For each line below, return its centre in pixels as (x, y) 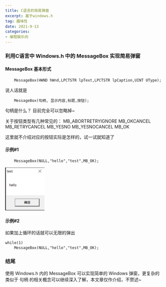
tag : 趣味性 (16, 21)
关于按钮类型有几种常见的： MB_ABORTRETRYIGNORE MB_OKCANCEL (78, 121)
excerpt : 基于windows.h (29, 16)
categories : (17, 32)
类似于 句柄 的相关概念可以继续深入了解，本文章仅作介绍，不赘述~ (74, 279)
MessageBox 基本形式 (28, 69)
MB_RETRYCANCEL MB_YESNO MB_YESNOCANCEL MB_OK (67, 127)
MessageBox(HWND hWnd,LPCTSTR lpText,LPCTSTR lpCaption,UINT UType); (88, 80)
